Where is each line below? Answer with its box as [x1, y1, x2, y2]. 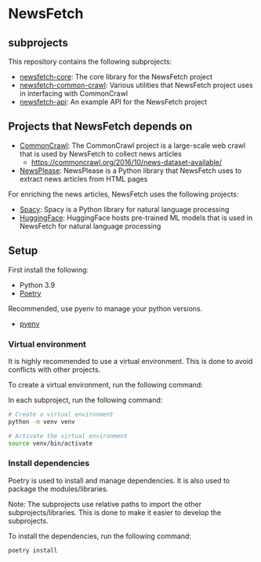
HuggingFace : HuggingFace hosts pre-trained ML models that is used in [19, 213, 253, 222]
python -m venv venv [8, 417, 76, 425]
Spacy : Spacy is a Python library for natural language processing [19, 204, 230, 214]
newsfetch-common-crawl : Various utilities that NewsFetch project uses [19, 80, 253, 90]
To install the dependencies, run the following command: [8, 531, 192, 541]
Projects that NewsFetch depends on [8, 119, 193, 134]
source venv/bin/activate [8, 439, 92, 447]
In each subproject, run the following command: [8, 395, 163, 405]
